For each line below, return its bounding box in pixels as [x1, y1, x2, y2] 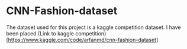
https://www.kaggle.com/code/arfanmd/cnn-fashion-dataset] [8, 36, 159, 43]
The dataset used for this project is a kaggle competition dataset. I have [6, 24, 181, 31]
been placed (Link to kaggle [6, 30, 74, 37]
